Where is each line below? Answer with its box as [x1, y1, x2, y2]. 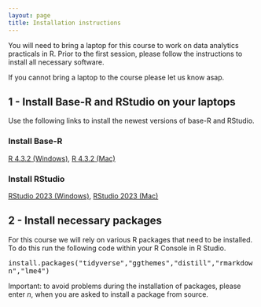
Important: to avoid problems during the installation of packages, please [8, 281, 241, 290]
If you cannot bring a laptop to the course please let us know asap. [8, 72, 225, 82]
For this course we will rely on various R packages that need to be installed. [8, 235, 253, 244]
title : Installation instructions [8, 19, 122, 27]
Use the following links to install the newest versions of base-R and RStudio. [8, 116, 255, 126]
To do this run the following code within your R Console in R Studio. [8, 243, 226, 253]
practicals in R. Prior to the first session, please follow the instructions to [8, 49, 243, 58]
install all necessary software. [8, 57, 105, 67]
